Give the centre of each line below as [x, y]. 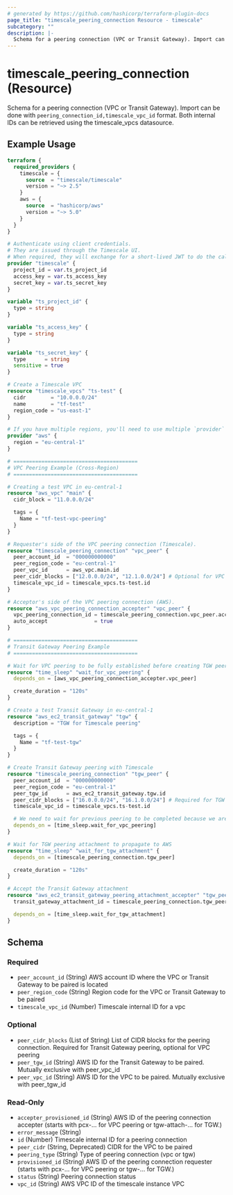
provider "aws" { [32, 436]
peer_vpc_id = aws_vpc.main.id [66, 570]
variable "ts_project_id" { [48, 302]
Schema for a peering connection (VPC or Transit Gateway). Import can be [114, 108]
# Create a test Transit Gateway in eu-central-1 [80, 710]
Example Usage [42, 144]
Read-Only [26, 1102]
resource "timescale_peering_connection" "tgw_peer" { [88, 774]
